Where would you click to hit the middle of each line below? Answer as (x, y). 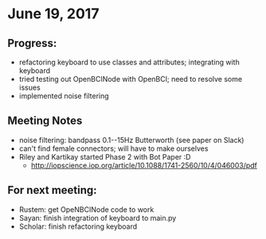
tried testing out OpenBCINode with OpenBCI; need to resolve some (131, 79)
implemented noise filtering (64, 96)
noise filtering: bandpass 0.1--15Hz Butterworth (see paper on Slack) (131, 140)
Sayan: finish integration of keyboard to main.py (98, 218)
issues (29, 87)
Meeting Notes (45, 121)
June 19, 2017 (53, 14)
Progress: (32, 43)
